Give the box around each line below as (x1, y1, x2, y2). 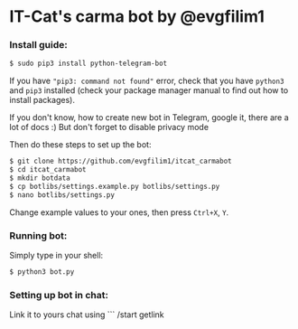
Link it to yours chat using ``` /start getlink (9, 309, 164, 320)
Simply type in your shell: (9, 250, 104, 261)
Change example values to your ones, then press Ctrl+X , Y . (9, 206, 229, 218)
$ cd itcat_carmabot (9, 165, 88, 174)
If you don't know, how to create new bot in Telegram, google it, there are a (9, 112, 289, 123)
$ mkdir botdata (9, 174, 70, 183)
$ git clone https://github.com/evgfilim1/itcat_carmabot (9, 156, 232, 166)
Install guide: (9, 39, 68, 52)
